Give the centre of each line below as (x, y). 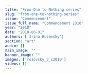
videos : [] (16, 64)
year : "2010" (18, 28)
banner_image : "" (23, 55)
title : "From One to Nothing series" (43, 9)
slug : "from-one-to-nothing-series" (42, 14)
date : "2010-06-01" (25, 32)
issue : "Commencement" (28, 18)
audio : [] (15, 46)
